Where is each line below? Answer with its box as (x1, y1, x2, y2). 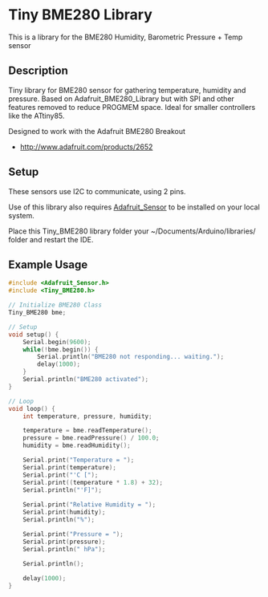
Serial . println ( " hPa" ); (22, 545, 106, 553)
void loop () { (8, 404, 56, 412)
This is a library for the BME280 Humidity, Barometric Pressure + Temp (8, 32, 243, 42)
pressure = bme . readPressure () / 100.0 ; (22, 434, 160, 442)
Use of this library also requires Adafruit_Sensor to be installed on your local (8, 202, 261, 212)
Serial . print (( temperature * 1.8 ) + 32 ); (22, 478, 163, 486)
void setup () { (8, 331, 59, 339)
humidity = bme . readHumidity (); (22, 441, 131, 450)
